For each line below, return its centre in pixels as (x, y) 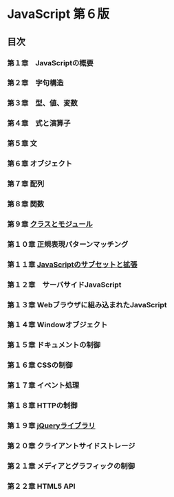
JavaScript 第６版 (58, 14)
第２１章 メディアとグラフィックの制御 (71, 466)
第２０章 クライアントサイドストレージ (71, 446)
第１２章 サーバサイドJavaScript (64, 285)
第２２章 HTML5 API (41, 486)
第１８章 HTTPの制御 (42, 406)
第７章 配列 (26, 184)
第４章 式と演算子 (39, 123)
